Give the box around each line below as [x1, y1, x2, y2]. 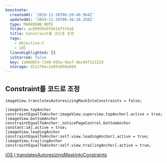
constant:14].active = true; [5, 125, 67, 130]
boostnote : [5, 7, 29, 13]
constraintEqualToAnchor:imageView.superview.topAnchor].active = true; [5, 112, 163, 117]
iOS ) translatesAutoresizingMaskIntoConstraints [5, 151, 107, 158]
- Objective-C [14, 41, 44, 46]
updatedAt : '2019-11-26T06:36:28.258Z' [10, 17, 95, 22]
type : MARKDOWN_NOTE [10, 21, 53, 27]
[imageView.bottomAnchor [5, 116, 58, 121]
